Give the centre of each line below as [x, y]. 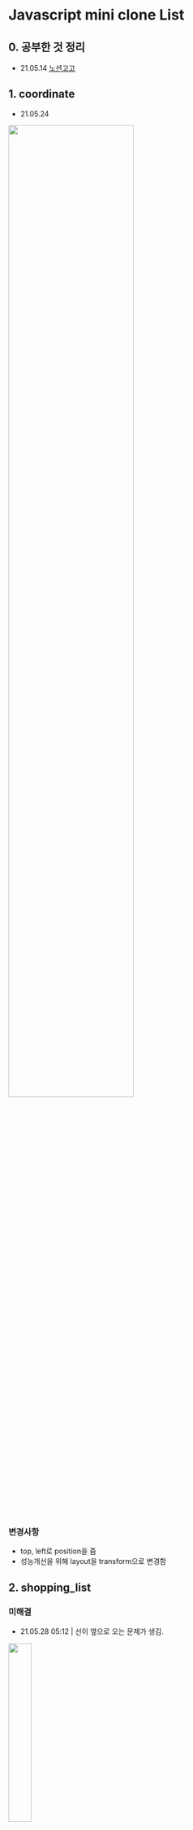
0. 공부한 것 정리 [47, 47]
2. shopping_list [50, 1587]
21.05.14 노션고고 [47, 68]
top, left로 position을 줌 [58, 1551]
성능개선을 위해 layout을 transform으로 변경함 [93, 1561]
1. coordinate [42, 94]
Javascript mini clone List [96, 15]
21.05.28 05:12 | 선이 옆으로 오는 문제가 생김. [92, 1631]
